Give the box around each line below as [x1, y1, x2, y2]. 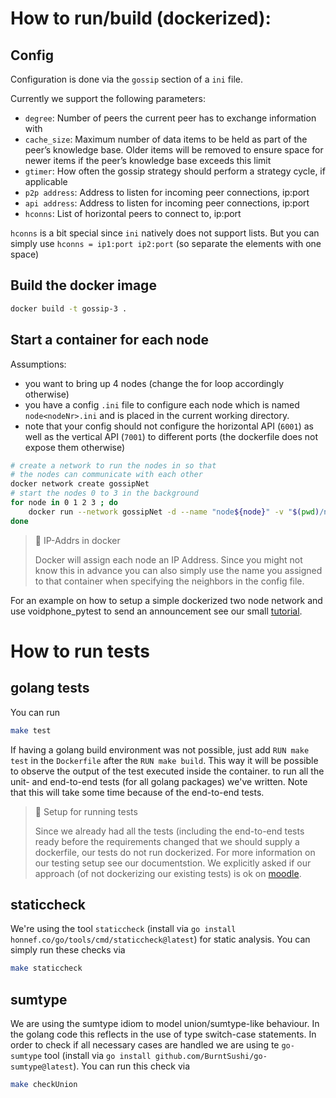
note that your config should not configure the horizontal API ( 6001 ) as [24, 420, 314, 432]
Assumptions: [10, 358, 67, 370]
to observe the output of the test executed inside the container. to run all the [10, 765, 325, 777]
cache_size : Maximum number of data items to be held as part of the [24, 133, 308, 145]
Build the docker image [10, 277, 157, 294]
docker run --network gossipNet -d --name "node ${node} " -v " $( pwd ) [28, 507, 320, 517]
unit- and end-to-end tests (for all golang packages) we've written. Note [10, 775, 308, 787]
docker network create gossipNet [10, 479, 150, 489]
